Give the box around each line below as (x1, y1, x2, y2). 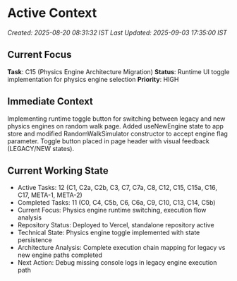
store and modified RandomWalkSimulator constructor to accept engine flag (7, 129, 228, 138)
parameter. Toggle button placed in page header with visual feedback (7, 136, 209, 145)
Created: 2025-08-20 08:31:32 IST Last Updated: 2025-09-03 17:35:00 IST (7, 28, 228, 37)
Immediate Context (7, 95, 94, 107)
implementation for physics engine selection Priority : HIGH (7, 75, 179, 83)
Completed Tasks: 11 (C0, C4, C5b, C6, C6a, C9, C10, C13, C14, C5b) (17, 198, 216, 207)
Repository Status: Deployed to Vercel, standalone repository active (17, 221, 214, 229)
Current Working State (7, 165, 109, 177)
